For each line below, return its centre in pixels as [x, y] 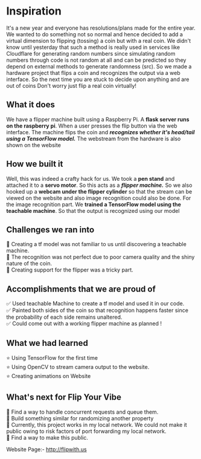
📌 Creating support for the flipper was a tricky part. [70, 270]
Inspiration [34, 11]
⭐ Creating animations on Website [49, 376]
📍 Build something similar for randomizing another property [80, 418]
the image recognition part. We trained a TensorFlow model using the [94, 204]
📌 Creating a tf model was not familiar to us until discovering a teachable [97, 244]
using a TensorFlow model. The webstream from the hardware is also [94, 138]
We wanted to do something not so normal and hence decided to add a [94, 34]
